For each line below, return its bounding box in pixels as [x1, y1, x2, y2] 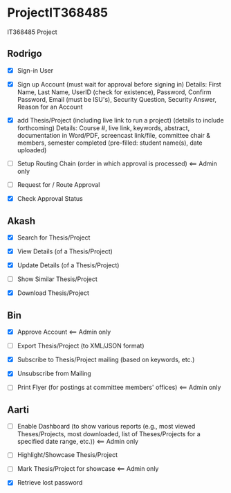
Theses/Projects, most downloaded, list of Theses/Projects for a [17, 430, 201, 438]
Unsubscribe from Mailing [17, 369, 91, 378]
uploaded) [17, 145, 47, 154]
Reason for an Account [17, 102, 83, 111]
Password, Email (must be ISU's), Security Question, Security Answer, [17, 95, 216, 103]
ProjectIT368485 [7, 5, 109, 21]
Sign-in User [17, 66, 54, 74]
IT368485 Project [7, 28, 57, 36]
